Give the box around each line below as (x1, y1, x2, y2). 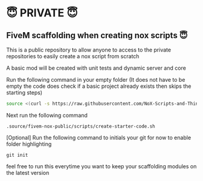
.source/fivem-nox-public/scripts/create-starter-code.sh (6, 123, 155, 130)
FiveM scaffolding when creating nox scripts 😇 (6, 30, 188, 41)
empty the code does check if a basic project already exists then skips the (6, 82, 192, 90)
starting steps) (6, 89, 43, 96)
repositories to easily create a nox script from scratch (6, 53, 140, 60)
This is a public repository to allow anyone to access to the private (6, 46, 171, 53)
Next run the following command (6, 111, 88, 119)
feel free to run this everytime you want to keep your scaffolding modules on (6, 162, 197, 169)
